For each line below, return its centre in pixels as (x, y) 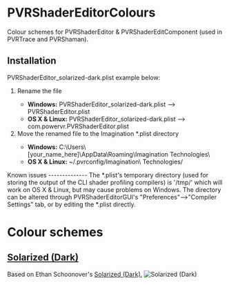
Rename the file (39, 90)
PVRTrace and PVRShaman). (48, 39)
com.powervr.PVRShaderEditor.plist (78, 126)
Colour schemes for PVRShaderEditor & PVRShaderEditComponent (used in (115, 32)
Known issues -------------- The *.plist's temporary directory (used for (108, 175)
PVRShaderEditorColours (81, 13)
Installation (32, 61)
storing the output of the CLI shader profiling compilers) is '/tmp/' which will (115, 182)
